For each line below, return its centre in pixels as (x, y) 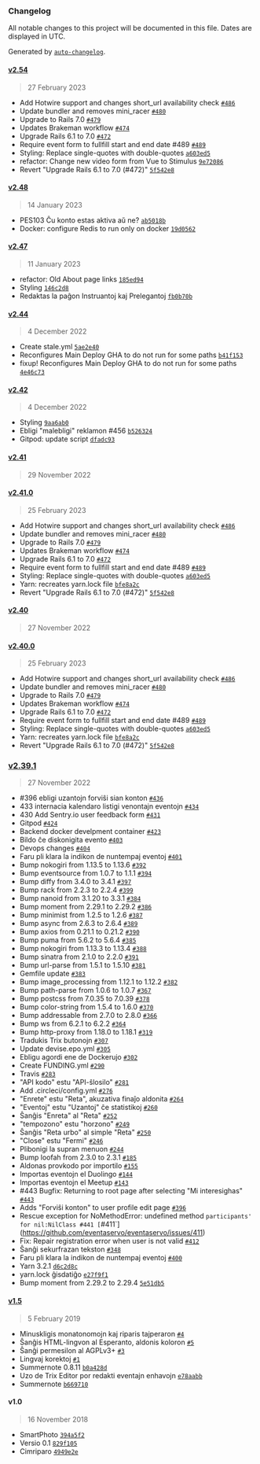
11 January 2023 (54, 264)
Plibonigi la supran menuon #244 (71, 1149)
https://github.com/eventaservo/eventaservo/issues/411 (113, 1233)
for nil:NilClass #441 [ (60, 1225)
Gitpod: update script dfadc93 (67, 439)
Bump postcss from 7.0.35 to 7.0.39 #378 (84, 999)
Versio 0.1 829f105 (48, 1443)
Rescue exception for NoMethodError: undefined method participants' (135, 1216)
